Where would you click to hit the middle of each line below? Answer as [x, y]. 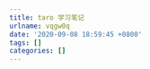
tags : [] [26, 43]
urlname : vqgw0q [40, 26]
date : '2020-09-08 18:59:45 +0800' [76, 34]
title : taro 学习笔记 [47, 17]
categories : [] [38, 51]
